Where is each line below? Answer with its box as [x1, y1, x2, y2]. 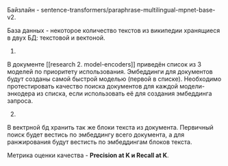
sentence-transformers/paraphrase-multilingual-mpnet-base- [40, 6, 216, 14]
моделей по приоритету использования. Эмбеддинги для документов [7, 68, 214, 75]
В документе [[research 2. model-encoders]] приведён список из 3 [7, 60, 202, 68]
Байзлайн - [7, 6, 40, 14]
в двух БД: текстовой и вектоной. [7, 34, 105, 42]
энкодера [7, 89, 36, 97]
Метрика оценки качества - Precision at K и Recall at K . [7, 151, 169, 159]
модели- [179, 82, 205, 90]
